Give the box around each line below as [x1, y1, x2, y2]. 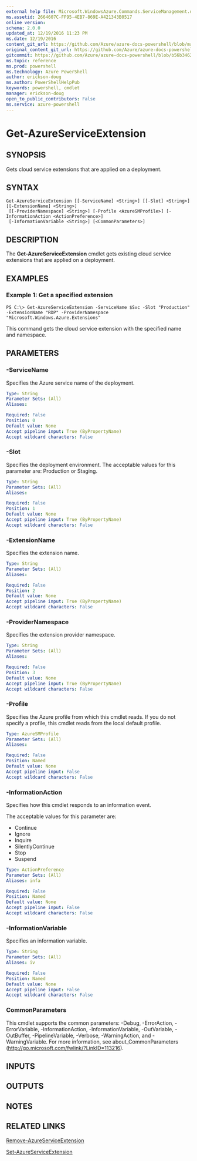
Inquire [14, 836, 32, 843]
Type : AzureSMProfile [6, 731, 59, 737]
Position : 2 [6, 588, 35, 594]
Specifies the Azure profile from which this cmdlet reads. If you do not [6, 713, 176, 720]
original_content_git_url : [6, 47, 72, 53]
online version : [6, 19, 46, 25]
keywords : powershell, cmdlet [6, 85, 80, 91]
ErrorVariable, [6, 1025, 40, 1032]
